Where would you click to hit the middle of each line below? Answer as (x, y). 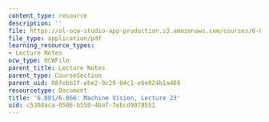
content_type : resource (48, 16)
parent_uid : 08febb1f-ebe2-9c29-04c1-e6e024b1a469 (94, 83)
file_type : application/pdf (55, 38)
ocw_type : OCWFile (39, 61)
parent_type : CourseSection (55, 75)
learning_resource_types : (51, 46)
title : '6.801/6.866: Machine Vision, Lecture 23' (94, 98)
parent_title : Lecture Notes (57, 68)
